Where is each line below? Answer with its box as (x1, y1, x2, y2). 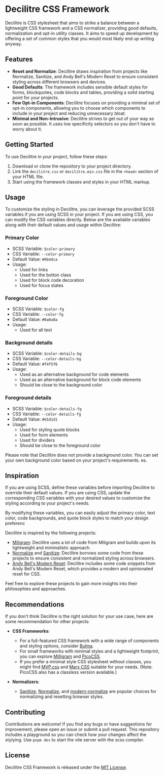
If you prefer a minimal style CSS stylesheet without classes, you (19, 659, 151, 665)
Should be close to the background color (19, 382, 102, 388)
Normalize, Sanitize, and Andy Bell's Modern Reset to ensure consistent (12, 73, 159, 80)
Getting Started (5, 140, 54, 149)
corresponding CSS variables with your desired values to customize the (5, 495, 151, 501)
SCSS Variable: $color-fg (12, 305, 64, 312)
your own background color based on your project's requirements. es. (5, 457, 147, 463)
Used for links (19, 266, 48, 272)
